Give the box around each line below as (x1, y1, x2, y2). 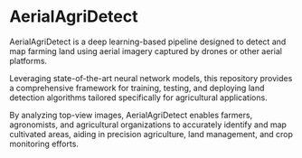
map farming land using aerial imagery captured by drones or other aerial (9, 45, 283, 56)
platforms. (9, 55, 48, 66)
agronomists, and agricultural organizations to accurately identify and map (9, 119, 288, 130)
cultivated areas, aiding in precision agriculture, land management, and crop (9, 128, 294, 139)
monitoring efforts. (9, 138, 80, 149)
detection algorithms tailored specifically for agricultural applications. (9, 92, 269, 103)
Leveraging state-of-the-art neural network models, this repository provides (9, 72, 293, 83)
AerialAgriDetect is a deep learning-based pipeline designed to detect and (9, 36, 287, 47)
